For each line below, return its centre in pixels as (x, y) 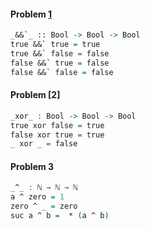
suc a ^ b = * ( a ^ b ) (60, 216)
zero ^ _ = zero (44, 206)
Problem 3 (32, 166)
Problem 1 (31, 14)
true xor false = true (57, 125)
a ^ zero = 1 (37, 197)
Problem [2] (35, 95)
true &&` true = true (55, 45)
